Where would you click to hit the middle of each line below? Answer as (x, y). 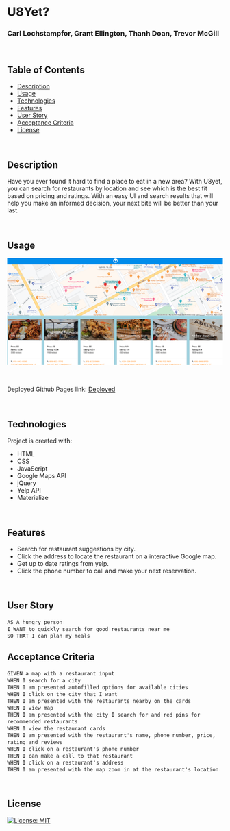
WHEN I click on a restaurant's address (66, 762)
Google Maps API (41, 476)
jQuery (26, 483)
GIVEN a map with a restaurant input (61, 673)
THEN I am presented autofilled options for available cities (98, 687)
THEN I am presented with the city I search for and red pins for (104, 715)
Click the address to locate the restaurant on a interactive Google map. (117, 556)
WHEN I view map (30, 708)
